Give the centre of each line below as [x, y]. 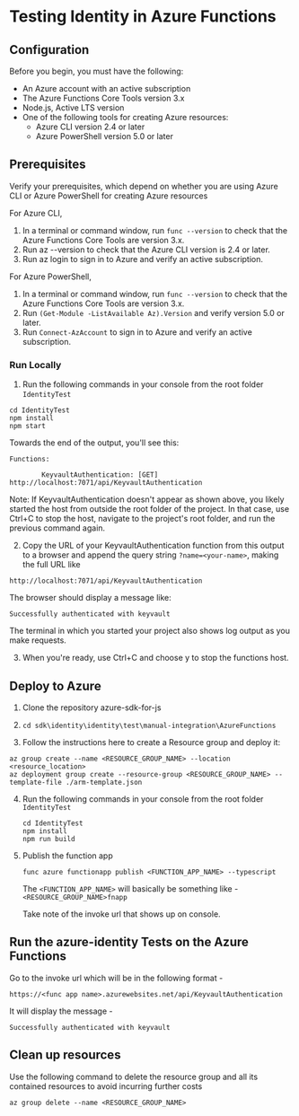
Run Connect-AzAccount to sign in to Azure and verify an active [137, 332]
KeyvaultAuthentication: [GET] [100, 475]
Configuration [49, 50]
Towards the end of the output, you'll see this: [94, 443]
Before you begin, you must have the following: [97, 71]
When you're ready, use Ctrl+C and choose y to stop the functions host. [155, 658]
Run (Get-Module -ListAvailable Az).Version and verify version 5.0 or [153, 312]
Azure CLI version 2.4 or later [90, 127]
